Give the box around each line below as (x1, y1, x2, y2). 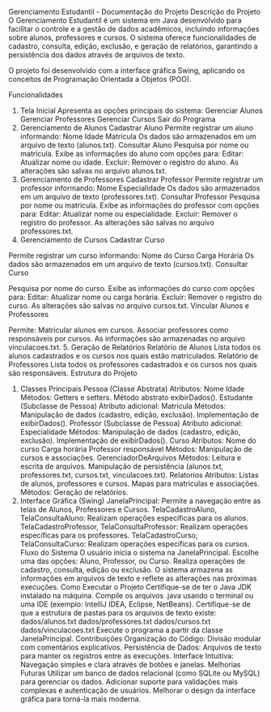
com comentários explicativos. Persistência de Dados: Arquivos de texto (19, 642, 262, 652)
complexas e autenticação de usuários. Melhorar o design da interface (19, 685, 256, 695)
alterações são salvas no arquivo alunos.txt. (19, 166, 167, 175)
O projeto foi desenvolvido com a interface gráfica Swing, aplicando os (8, 66, 245, 75)
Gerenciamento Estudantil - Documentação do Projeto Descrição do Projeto (8, 7, 261, 16)
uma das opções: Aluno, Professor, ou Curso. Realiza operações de (19, 556, 245, 566)
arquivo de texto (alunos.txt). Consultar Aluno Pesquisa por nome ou (19, 140, 249, 149)
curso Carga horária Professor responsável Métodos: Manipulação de (19, 444, 252, 453)
